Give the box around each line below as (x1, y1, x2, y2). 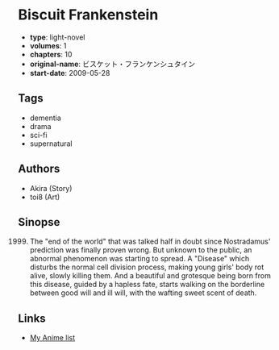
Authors (18, 162, 60, 176)
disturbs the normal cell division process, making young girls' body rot (29, 262, 264, 272)
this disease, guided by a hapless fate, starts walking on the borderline (29, 280, 265, 290)
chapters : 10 (29, 49, 73, 59)
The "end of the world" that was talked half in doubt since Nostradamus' (29, 236, 271, 247)
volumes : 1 (29, 40, 67, 50)
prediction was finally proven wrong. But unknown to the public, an (29, 245, 252, 255)
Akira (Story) (29, 183, 73, 193)
